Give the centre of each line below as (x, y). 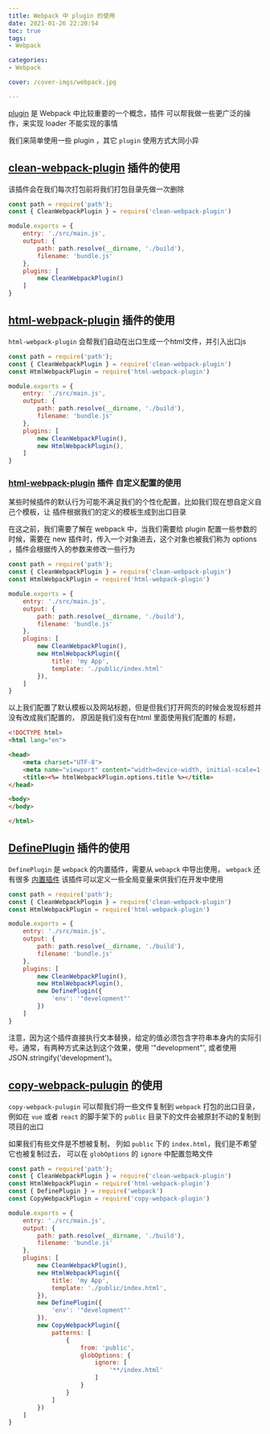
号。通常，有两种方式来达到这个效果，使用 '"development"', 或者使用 (123, 1047)
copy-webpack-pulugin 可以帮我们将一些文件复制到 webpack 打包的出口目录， (134, 1106)
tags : (17, 38)
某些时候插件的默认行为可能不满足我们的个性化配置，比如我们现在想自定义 (131, 502)
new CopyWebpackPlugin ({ (79, 1325)
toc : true (25, 31)
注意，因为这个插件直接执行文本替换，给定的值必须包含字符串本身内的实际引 (135, 1037)
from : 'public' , (107, 1348)
